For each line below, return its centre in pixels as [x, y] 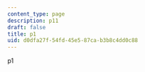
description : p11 [33, 21]
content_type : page [36, 14]
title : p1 [22, 34]
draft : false [27, 27]
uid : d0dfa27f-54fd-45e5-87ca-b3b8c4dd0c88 [73, 41]
